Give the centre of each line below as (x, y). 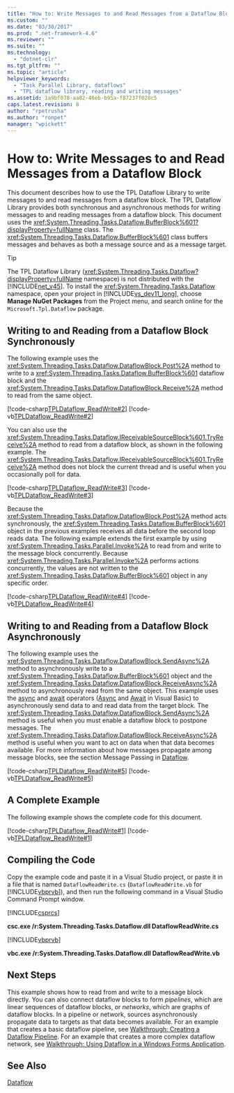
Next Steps (32, 975)
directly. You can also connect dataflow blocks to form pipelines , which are (115, 999)
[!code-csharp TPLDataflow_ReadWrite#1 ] (67, 831)
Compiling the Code (51, 860)
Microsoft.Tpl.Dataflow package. (56, 308)
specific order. (28, 583)
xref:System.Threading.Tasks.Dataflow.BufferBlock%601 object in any (108, 576)
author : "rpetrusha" (37, 111)
